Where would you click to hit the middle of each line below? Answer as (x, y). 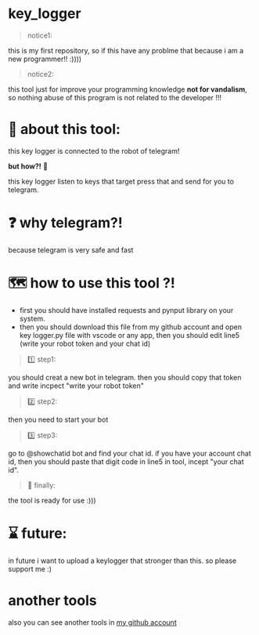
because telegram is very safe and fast (71, 250)
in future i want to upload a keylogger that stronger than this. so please (122, 561)
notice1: (40, 35)
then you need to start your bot (58, 419)
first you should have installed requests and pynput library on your (126, 310)
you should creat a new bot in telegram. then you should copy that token (125, 377)
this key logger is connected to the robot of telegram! (94, 151)
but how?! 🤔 (28, 166)
